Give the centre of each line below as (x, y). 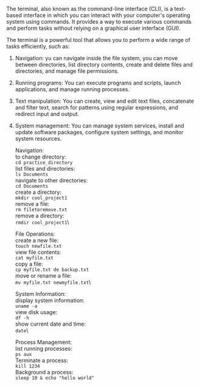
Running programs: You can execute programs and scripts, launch (98, 83)
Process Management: (43, 342)
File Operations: (35, 234)
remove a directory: (40, 216)
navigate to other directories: (51, 180)
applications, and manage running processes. (72, 89)
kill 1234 (28, 366)
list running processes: (44, 348)
